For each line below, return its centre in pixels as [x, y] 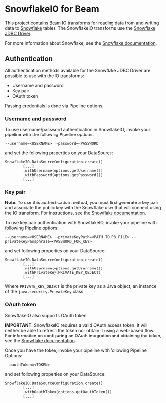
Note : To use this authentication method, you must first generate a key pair [82, 202]
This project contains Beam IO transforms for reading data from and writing [82, 23]
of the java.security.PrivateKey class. [45, 292]
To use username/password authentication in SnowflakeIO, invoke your [78, 130]
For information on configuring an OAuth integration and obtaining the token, [83, 336]
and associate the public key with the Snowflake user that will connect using [83, 208]
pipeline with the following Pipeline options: [50, 134]
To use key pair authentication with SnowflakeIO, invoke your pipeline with [81, 223]
